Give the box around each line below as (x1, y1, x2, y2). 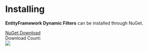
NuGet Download (5, 29, 41, 35)
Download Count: (5, 35, 42, 41)
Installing (5, 3, 45, 15)
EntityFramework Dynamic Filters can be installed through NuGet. (5, 20, 143, 26)
